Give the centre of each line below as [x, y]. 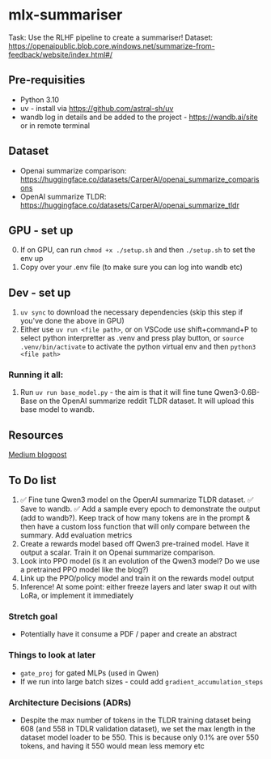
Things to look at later [52, 655]
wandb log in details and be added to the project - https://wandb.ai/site [139, 117]
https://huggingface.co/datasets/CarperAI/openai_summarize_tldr [130, 205]
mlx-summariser [66, 15]
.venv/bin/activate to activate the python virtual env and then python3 [138, 347]
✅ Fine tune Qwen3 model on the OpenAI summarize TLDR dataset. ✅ [137, 500]
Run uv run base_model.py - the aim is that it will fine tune [116, 392]
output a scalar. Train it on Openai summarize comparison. [118, 552]
